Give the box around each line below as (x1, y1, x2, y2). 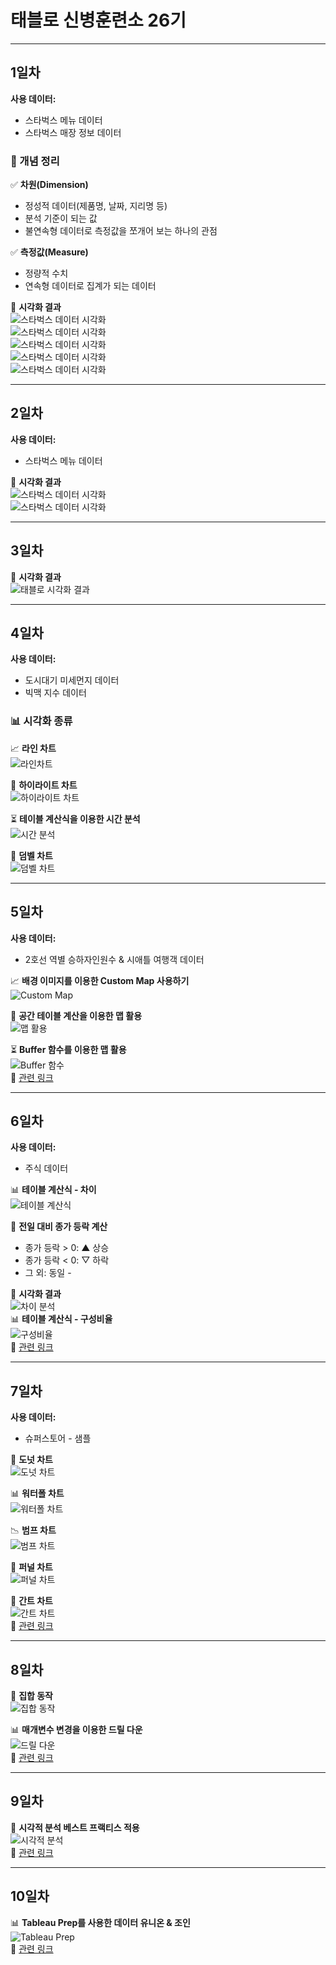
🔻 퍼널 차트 (10, 1561, 53, 1573)
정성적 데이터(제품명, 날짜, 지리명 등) (24, 200, 168, 212)
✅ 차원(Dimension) (10, 179, 89, 191)
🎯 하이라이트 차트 (10, 779, 78, 791)
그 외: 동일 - (24, 1267, 72, 1279)
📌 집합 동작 (10, 1690, 53, 1702)
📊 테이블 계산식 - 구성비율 (10, 1313, 113, 1325)
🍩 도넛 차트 (10, 1454, 53, 1466)
